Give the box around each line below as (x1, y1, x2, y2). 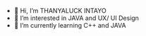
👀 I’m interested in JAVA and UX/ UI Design (13, 14, 140, 22)
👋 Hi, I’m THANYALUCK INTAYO (13, 7, 107, 15)
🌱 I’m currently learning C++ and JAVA (13, 21, 126, 29)
